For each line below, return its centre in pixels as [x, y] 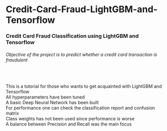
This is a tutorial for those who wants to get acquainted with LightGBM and [84, 86]
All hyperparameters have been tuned [45, 97]
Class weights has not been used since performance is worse [70, 119]
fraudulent [17, 60]
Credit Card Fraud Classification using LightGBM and [72, 36]
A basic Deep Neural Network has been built [52, 103]
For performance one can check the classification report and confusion [80, 108]
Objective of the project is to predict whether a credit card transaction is [81, 54]
